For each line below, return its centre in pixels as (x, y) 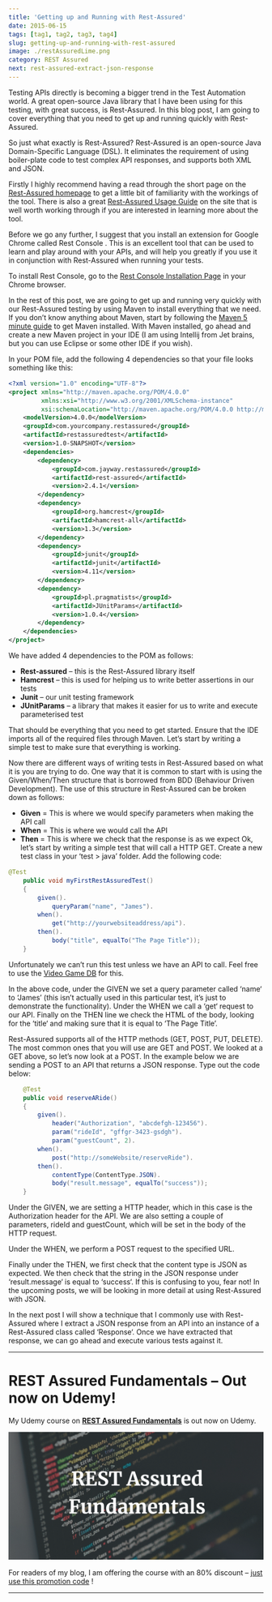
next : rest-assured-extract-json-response (81, 69)
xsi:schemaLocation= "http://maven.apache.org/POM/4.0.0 (137, 409)
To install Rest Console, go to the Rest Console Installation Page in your (127, 276)
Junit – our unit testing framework (77, 697)
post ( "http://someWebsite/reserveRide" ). (123, 1158)
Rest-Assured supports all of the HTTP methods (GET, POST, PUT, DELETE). (136, 1039)
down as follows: (36, 797)
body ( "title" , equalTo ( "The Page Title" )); (126, 940)
